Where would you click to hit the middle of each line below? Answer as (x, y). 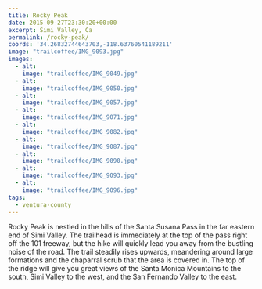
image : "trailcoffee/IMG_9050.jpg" (80, 88)
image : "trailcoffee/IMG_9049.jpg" (80, 74)
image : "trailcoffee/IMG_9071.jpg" (80, 117)
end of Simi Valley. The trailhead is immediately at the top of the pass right (128, 235)
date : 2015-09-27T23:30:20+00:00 (63, 23)
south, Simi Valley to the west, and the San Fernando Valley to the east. (122, 277)
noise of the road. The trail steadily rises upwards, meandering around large (131, 252)
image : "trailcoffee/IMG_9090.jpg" (80, 161)
